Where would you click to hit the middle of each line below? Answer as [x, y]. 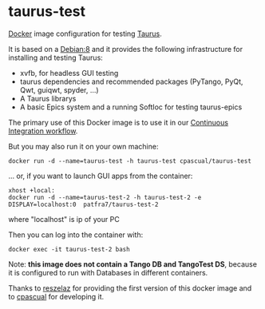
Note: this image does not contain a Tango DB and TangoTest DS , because [133, 264]
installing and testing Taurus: [56, 57]
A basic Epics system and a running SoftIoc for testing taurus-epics [131, 107]
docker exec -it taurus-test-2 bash [69, 249]
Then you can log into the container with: [76, 235]
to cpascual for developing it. [56, 296]
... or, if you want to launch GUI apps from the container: [101, 176]
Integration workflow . [43, 131]
